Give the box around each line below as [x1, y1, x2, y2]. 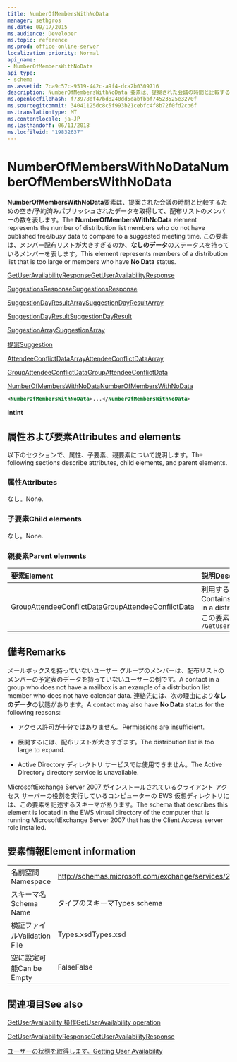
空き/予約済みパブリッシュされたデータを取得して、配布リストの [19, 207, 207, 215]
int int [7, 409, 23, 417]
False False [57, 962, 93, 972]
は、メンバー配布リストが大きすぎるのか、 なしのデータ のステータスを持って [7, 241, 230, 249]
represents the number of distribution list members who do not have [7, 224, 206, 232]
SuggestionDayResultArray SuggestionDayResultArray [7, 298, 164, 307]
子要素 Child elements [7, 514, 83, 524]
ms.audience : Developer [7, 30, 78, 37]
